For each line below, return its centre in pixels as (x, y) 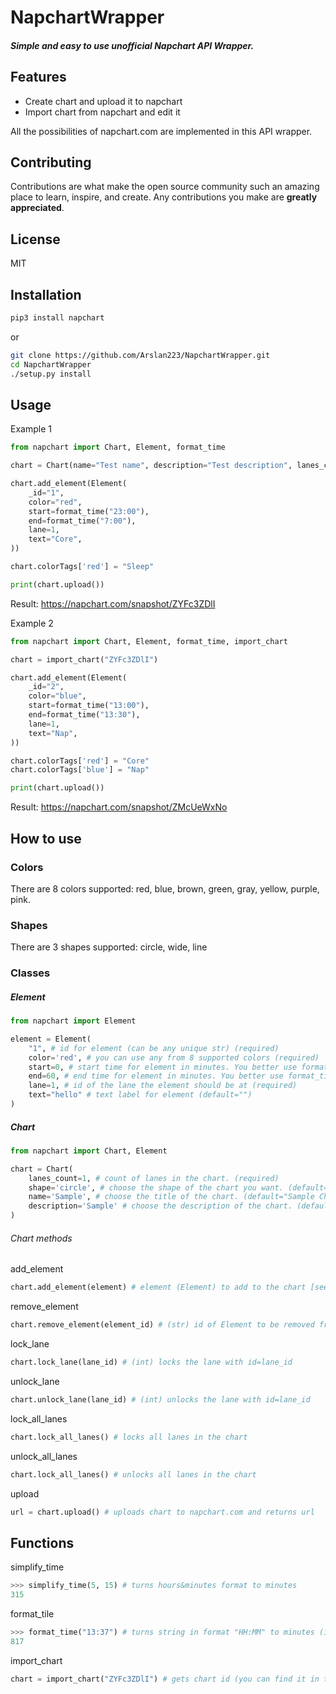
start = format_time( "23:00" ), (89, 511)
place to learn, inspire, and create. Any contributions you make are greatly (164, 197)
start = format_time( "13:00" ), (89, 706)
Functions (42, 1542)
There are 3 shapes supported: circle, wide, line (109, 947)
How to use (46, 838)
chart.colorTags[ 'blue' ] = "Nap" (80, 770)
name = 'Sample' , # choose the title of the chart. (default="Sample (171, 1197)
